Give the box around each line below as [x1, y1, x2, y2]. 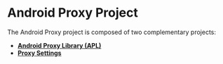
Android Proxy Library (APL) [17, 41, 102, 49]
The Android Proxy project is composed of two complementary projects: [7, 28, 216, 36]
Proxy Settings [17, 49, 62, 57]
